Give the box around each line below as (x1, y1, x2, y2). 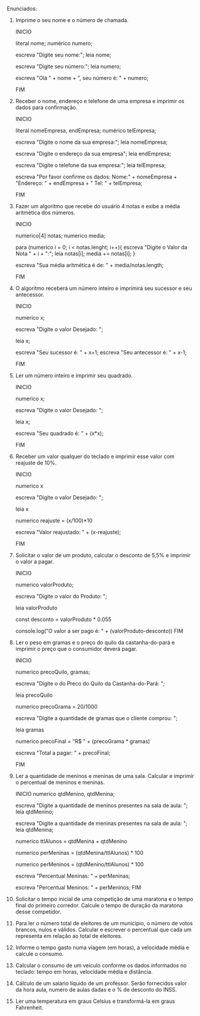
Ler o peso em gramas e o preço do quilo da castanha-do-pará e (15, 639, 175, 646)
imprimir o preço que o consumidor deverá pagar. (15, 646, 137, 652)
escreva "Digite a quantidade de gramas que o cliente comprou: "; (15, 715, 178, 721)
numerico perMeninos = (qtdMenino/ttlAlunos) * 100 (15, 861, 144, 867)
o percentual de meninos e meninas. (15, 779, 105, 786)
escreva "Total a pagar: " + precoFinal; (15, 749, 111, 756)
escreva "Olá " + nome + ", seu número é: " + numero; (15, 75, 149, 81)
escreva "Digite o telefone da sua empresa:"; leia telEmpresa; (15, 162, 166, 169)
